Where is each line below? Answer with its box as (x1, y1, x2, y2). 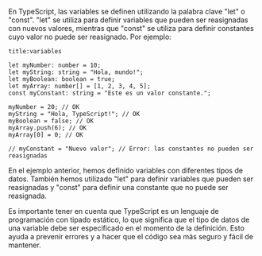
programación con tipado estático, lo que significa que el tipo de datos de (8, 215, 250, 224)
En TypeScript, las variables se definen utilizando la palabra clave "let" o (8, 7, 245, 16)
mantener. (8, 240, 41, 250)
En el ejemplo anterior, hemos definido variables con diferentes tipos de (8, 166, 244, 175)
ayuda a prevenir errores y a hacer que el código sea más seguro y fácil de (8, 232, 254, 241)
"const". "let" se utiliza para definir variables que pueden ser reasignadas (8, 15, 249, 25)
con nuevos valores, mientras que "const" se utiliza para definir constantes (8, 24, 254, 33)
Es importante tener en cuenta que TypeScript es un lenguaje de (8, 207, 220, 215)
